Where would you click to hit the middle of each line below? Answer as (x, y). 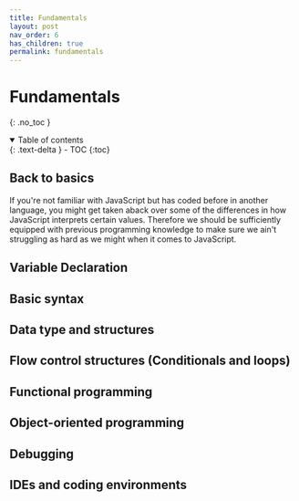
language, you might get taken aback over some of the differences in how (148, 210)
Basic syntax (47, 299)
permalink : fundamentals (57, 52)
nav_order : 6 (34, 35)
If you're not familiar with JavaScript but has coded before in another (139, 200)
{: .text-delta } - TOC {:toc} (60, 150)
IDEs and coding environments (98, 485)
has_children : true (46, 43)
